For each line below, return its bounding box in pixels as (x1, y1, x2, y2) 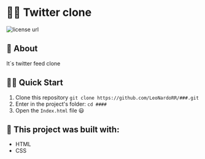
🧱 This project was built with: (6, 124, 120, 135)
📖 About (6, 43, 38, 54)
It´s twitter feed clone (6, 59, 61, 67)
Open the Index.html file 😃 (15, 106, 85, 114)
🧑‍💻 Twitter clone (6, 6, 92, 20)
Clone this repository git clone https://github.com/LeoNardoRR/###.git (15, 94, 199, 101)
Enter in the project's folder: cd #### (15, 100, 107, 108)
